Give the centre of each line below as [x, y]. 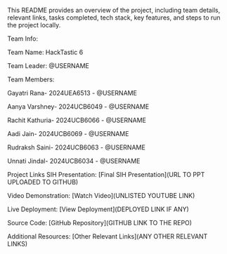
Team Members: [31, 79]
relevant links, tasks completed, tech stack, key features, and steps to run [114, 18]
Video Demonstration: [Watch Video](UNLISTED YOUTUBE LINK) [101, 195]
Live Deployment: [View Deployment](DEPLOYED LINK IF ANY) [98, 209]
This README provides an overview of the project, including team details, [114, 10]
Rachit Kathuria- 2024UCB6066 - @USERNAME [77, 120]
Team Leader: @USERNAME [48, 66]
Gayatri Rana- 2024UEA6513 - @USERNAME [72, 93]
